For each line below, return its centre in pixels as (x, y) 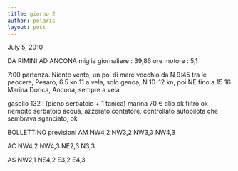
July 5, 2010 (25, 48)
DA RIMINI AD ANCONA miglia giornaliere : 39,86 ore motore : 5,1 (103, 61)
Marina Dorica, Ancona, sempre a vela (63, 90)
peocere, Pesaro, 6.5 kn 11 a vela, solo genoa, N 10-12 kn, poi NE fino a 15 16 (119, 82)
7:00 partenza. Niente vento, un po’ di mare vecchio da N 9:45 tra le (107, 75)
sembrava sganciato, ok (43, 118)
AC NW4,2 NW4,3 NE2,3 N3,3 (51, 146)
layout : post (27, 27)
